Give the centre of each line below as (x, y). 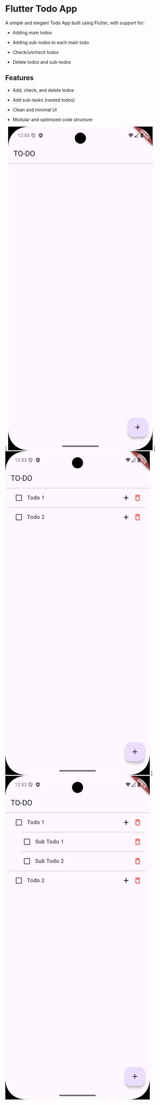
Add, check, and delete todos (43, 90)
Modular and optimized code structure (52, 119)
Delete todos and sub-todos (42, 62)
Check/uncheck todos (36, 52)
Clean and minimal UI (35, 110)
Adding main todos (32, 32)
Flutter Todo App (41, 9)
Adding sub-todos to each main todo (51, 42)
